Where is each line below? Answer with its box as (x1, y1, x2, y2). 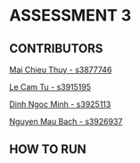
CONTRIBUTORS (9, 41, 103, 56)
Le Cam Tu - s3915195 (9, 82, 92, 92)
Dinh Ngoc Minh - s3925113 (9, 99, 111, 110)
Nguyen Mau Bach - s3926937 (9, 117, 123, 126)
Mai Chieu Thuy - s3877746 (9, 64, 112, 75)
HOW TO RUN (9, 142, 86, 157)
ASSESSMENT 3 (9, 5, 132, 26)
